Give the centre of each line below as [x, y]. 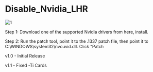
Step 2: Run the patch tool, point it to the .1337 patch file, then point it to [77, 41]
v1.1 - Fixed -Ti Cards [26, 65]
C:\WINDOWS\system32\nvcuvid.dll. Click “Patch [54, 46]
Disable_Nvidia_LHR [47, 9]
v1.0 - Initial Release [25, 56]
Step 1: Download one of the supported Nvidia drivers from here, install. [77, 32]
